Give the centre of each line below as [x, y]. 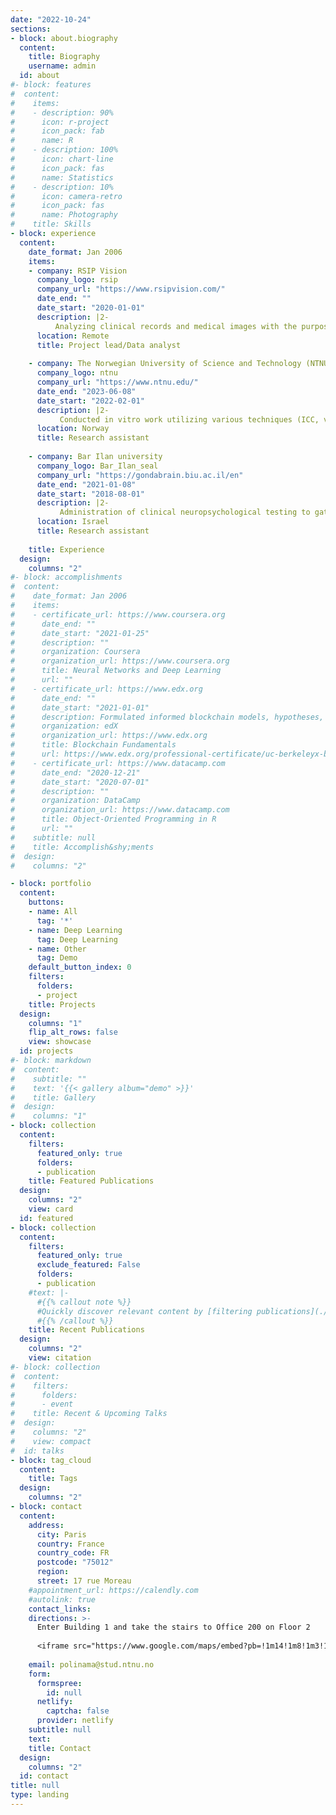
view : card [51, 1209]
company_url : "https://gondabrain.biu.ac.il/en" [140, 475]
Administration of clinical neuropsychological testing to [185, 512]
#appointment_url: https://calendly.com [113, 1590]
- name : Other [57, 949]
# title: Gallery [53, 1097]
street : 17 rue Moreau [84, 1581]
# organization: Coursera [75, 652]
